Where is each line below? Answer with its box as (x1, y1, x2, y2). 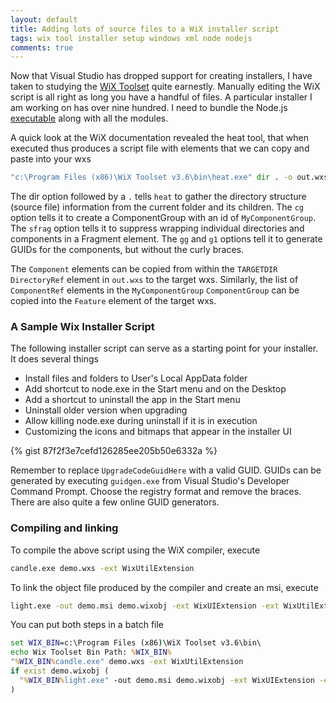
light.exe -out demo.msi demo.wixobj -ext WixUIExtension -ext (10, 601, 280, 611)
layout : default (10, 14, 78, 25)
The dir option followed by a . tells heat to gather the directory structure (10, 191, 307, 203)
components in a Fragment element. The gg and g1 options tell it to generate (10, 233, 323, 245)
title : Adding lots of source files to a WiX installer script (10, 24, 280, 34)
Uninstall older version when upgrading (24, 404, 188, 416)
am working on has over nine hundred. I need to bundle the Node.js (10, 102, 288, 114)
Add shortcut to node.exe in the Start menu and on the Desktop (24, 383, 287, 395)
